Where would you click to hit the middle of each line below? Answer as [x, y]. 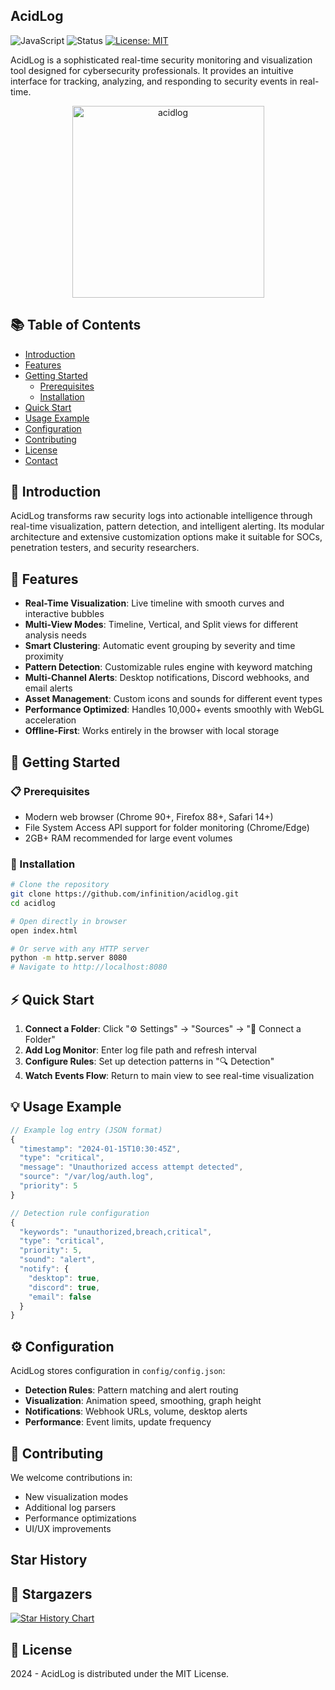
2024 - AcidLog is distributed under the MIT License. [120, 1673]
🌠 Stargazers [51, 1594]
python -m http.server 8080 [69, 958]
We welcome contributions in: [71, 1477]
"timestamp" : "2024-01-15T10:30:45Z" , [100, 1149]
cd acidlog [33, 903]
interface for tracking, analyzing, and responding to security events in [154, 81]
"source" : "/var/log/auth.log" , [87, 1177]
